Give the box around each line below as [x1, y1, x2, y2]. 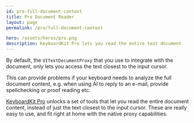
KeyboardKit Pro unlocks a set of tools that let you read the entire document [6, 98, 189, 105]
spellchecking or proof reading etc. [6, 87, 91, 93]
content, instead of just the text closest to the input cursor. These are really [6, 104, 187, 111]
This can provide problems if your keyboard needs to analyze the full [6, 74, 172, 81]
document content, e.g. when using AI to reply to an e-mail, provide [6, 80, 169, 87]
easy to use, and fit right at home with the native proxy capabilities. [6, 110, 168, 117]
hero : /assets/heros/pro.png [6, 36, 77, 41]
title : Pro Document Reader [6, 14, 75, 20]
